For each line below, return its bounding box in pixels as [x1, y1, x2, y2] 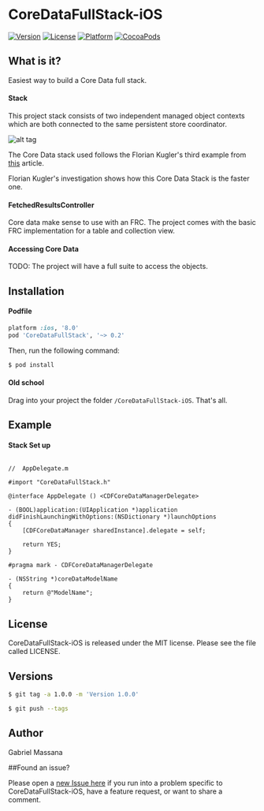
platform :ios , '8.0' [8, 323, 80, 332]
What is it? [8, 54, 61, 68]
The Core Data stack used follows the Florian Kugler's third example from [8, 150, 247, 159]
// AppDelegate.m [8, 465, 69, 473]
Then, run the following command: [8, 346, 120, 355]
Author [8, 727, 43, 740]
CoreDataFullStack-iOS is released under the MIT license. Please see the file [8, 638, 256, 648]
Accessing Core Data [8, 244, 79, 253]
